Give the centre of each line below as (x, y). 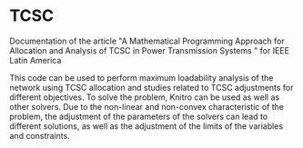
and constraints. (40, 135)
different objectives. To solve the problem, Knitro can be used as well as (145, 97)
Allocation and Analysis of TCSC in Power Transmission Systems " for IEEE (149, 50)
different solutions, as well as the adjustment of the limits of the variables (146, 126)
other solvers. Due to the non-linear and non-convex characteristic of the (147, 106)
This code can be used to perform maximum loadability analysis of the (141, 77)
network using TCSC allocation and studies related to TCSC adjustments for (151, 87)
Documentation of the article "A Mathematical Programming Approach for (147, 41)
